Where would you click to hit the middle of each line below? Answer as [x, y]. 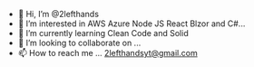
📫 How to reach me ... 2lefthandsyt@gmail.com [107, 53]
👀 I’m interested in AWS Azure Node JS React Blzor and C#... [132, 24]
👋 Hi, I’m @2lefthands [59, 14]
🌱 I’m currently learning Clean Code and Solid [103, 33]
